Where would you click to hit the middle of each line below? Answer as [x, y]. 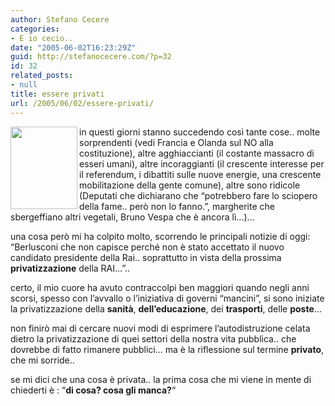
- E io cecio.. [42, 38]
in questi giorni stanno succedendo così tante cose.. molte [200, 132]
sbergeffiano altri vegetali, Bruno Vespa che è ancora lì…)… [132, 217]
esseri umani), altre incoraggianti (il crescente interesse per [202, 163]
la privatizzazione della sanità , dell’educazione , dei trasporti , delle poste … [166, 308]
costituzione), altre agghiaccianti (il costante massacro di [197, 153]
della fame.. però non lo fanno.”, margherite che [177, 206]
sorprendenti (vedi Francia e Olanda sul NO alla [176, 142]
